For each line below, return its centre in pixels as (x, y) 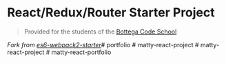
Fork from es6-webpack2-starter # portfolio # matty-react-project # (103, 45)
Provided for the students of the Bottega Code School (100, 32)
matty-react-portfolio (81, 52)
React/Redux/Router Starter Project (111, 13)
